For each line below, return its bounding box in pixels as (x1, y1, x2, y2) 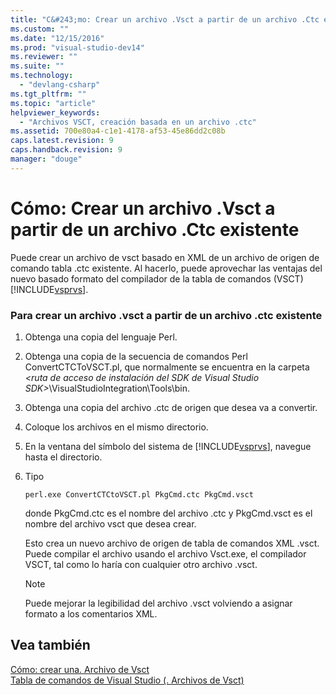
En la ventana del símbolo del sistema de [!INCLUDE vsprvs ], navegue (24, 440, 312, 452)
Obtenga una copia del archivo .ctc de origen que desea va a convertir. (24, 401, 318, 413)
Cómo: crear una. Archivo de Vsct (10, 663, 150, 675)
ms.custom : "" (10, 24, 70, 34)
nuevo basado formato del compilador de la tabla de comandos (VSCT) (10, 272, 304, 285)
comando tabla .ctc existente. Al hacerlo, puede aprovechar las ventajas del (10, 262, 323, 274)
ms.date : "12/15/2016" (10, 33, 105, 43)
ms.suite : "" (10, 61, 65, 71)
